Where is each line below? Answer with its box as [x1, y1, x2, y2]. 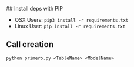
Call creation [6, 39, 54, 49]
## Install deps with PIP [6, 5, 63, 12]
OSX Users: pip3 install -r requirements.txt [14, 16, 129, 23]
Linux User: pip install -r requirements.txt [14, 23, 126, 29]
